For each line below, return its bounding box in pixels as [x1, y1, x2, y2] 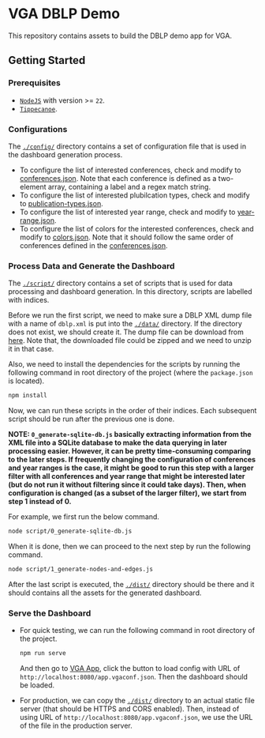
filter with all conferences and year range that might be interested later [8, 472, 245, 481]
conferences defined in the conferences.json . [19, 240, 168, 250]
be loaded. [19, 680, 55, 690]
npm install [8, 392, 47, 400]
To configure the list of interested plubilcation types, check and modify [19, 190, 250, 200]
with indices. [8, 296, 50, 305]
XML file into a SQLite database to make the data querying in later [8, 438, 227, 447]
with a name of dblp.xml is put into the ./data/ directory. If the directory [8, 319, 243, 329]
